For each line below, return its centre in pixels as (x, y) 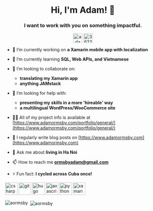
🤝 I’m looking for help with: (39, 93)
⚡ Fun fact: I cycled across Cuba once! (52, 174)
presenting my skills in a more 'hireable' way (66, 103)
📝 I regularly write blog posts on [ (46, 138)
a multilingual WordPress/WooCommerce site (68, 108)
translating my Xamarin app (49, 78)
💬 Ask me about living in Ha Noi (45, 152)
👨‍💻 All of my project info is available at (51, 117)
